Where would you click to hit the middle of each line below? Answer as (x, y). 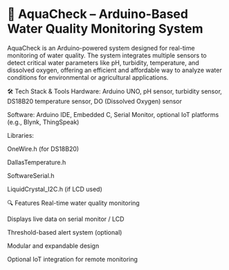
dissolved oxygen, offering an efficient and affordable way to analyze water (115, 70)
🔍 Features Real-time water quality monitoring (73, 203)
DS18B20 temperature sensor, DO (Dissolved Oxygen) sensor (94, 101)
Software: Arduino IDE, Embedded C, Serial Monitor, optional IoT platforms (113, 114)
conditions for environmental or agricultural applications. (88, 77)
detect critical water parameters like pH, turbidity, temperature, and (103, 62)
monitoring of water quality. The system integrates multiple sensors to (107, 55)
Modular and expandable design (53, 246)
